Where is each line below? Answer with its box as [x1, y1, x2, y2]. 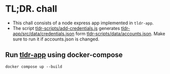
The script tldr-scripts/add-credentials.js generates [12, 25, 120, 31]
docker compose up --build [5, 64, 62, 69]
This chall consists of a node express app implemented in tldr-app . [12, 20, 154, 26]
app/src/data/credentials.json [12, 30, 75, 36]
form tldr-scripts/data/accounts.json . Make [75, 30, 165, 36]
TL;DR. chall [5, 3, 57, 15]
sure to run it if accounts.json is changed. [12, 36, 100, 42]
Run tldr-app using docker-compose [5, 51, 123, 59]
